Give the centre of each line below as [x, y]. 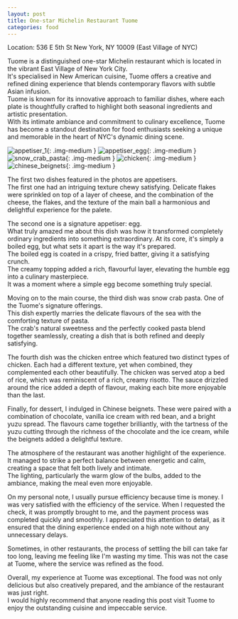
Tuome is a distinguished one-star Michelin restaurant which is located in [114, 61]
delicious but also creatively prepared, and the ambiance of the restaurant [116, 586]
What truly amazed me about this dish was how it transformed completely [115, 232]
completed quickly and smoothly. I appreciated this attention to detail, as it [116, 520]
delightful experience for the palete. [60, 210]
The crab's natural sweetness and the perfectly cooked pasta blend [107, 328]
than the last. [27, 395]
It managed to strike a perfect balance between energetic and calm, [107, 461]
